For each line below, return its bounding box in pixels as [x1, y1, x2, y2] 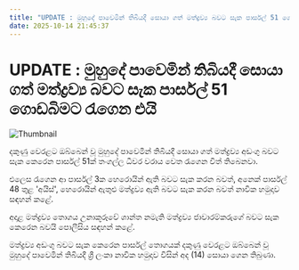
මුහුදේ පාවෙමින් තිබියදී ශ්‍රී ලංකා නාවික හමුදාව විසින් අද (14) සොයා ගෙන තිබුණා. [9, 250, 276, 260]
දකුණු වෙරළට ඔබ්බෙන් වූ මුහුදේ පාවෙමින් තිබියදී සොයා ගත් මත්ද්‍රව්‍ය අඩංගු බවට [9, 146, 279, 157]
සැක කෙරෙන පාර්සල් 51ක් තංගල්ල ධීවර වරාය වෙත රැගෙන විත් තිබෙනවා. [9, 156, 258, 167]
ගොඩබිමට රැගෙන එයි [9, 99, 158, 119]
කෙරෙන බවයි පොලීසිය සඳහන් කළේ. [9, 222, 135, 233]
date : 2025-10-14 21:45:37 [9, 21, 109, 30]
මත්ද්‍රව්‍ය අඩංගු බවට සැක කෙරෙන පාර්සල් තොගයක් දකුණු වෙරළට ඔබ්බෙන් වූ [9, 240, 270, 250]
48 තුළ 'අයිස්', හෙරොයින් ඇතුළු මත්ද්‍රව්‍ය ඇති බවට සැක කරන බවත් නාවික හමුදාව [9, 184, 280, 194]
